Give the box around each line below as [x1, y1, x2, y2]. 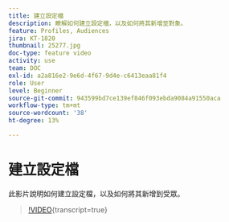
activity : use [8, 57, 56, 65]
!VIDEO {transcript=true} [27, 204, 108, 214]
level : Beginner [8, 86, 63, 95]
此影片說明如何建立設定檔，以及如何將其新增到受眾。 [8, 188, 185, 198]
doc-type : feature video [8, 49, 92, 57]
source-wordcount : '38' [8, 109, 88, 117]
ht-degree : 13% [8, 117, 59, 125]
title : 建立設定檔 [8, 11, 64, 20]
